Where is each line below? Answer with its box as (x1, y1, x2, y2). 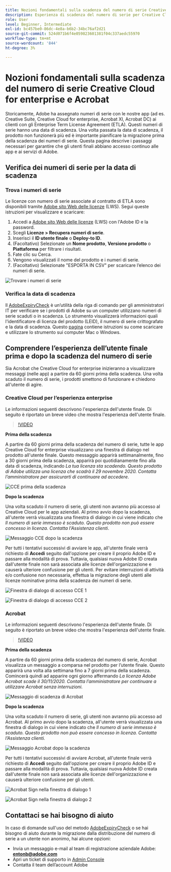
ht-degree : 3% (5, 45, 36, 51)
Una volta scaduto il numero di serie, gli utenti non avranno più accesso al (5, 503, 160, 510)
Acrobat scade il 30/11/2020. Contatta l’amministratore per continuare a (5, 678, 157, 684)
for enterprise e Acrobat (5, 93, 109, 105)
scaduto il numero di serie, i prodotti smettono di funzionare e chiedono (5, 376, 156, 382)
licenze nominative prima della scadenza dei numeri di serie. (5, 577, 132, 584)
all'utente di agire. (5, 381, 43, 388)
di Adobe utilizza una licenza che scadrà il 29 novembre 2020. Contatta (5, 468, 157, 474)
